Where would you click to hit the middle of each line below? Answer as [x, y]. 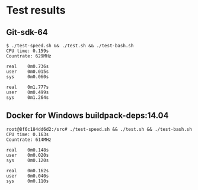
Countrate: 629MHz [29, 56]
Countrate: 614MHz [29, 140]
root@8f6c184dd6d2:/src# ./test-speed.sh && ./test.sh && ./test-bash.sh [99, 129]
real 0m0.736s [28, 66]
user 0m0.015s [28, 72]
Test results [36, 10]
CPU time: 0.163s [28, 134]
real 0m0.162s [28, 170]
